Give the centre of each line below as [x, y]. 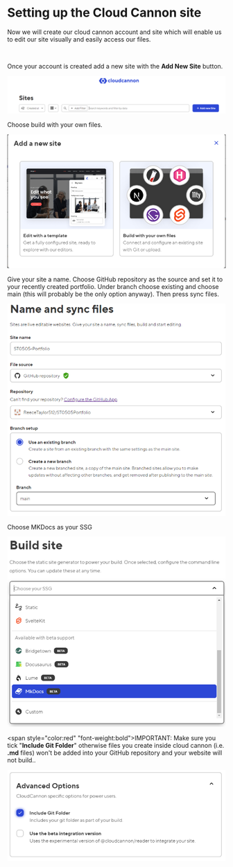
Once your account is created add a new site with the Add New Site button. [115, 66]
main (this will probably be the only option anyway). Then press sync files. [113, 294]
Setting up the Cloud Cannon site [104, 13]
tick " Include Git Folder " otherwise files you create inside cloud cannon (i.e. [116, 745]
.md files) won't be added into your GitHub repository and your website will [115, 753]
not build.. [21, 760]
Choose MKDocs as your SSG [50, 527]
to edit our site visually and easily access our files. [79, 39]
